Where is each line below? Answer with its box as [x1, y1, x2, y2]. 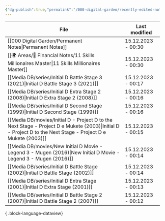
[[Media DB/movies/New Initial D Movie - [7, 143, 103, 150]
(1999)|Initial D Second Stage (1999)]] [7, 108, 99, 115]
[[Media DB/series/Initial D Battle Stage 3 [7, 74, 102, 81]
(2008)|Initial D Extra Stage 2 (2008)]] [7, 94, 97, 101]
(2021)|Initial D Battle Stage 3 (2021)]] [7, 80, 99, 87]
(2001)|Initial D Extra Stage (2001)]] [7, 183, 93, 190]
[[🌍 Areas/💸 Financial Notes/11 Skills [7, 52, 95, 59]
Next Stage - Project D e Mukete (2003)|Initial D [7, 123, 120, 129]
